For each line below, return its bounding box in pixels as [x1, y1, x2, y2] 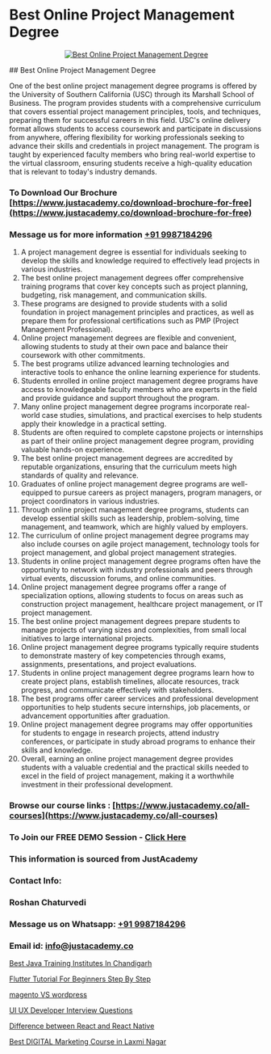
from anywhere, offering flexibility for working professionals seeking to [9, 132, 245, 142]
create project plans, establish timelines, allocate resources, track [20, 677, 240, 686]
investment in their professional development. [20, 780, 173, 790]
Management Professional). [20, 325, 113, 335]
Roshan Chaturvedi [9, 896, 87, 908]
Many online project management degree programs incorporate [20, 402, 233, 411]
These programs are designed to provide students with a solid [20, 299, 228, 309]
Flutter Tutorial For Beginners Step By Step [9, 974, 152, 984]
